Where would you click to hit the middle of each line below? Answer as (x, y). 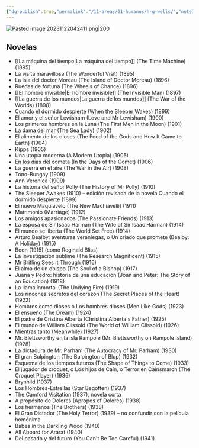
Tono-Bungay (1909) (40, 175)
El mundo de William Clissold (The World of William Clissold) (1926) (97, 325)
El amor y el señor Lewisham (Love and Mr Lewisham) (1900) (89, 118)
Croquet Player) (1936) (42, 376)
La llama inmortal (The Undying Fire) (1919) (67, 288)
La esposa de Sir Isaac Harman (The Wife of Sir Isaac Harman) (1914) (99, 225)
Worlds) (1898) (33, 105)
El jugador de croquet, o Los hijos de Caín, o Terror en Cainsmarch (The (102, 369)
